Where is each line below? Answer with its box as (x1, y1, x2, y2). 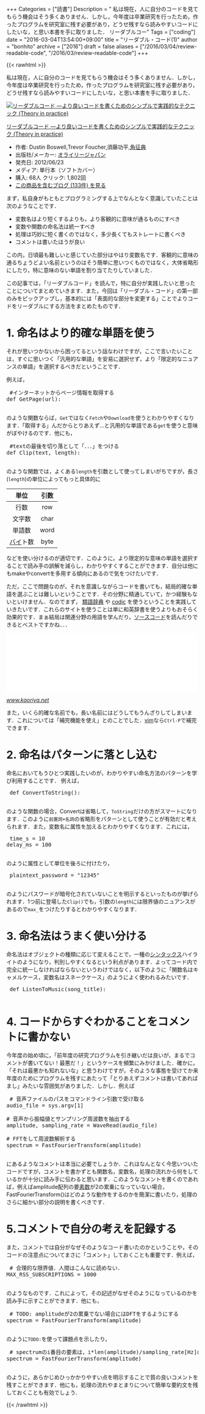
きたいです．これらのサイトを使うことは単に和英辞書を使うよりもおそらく (11, 605, 198, 613)
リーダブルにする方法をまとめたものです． (16, 302, 124, 310)
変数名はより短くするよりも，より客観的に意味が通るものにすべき (15, 215, 181, 222)
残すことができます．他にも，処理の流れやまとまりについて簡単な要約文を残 (6, 1381, 198, 1388)
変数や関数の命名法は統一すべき (15, 223, 96, 230)
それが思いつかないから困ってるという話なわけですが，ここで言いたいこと (6, 348, 193, 355)
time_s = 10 (9, 835, 46, 842)
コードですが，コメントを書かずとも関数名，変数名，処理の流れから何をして (6, 1167, 198, 1175)
